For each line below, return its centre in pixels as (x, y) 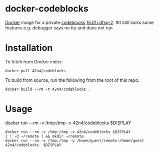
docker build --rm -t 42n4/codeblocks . (48, 89)
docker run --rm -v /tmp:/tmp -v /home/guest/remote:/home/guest (74, 141)
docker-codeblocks (47, 9)
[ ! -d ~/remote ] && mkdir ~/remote (44, 136)
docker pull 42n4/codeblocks (35, 71)
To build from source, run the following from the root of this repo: (72, 80)
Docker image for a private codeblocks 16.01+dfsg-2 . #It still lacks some (79, 22)
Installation (29, 48)
